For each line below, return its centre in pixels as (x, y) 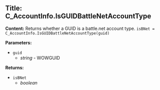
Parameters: (18, 42)
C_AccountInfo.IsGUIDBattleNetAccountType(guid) (57, 33)
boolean (29, 82)
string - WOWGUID (40, 58)
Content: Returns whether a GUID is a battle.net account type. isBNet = (80, 28)
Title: (14, 8)
